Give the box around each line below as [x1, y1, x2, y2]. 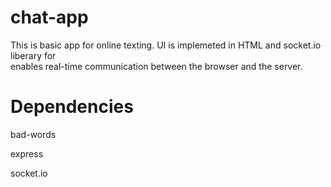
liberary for [10, 49, 57, 61]
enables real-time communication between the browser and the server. [10, 60, 303, 72]
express [10, 147, 44, 160]
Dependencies [10, 96, 134, 118]
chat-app [10, 6, 89, 29]
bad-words [10, 128, 57, 140]
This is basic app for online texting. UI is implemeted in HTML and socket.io [10, 39, 322, 51]
